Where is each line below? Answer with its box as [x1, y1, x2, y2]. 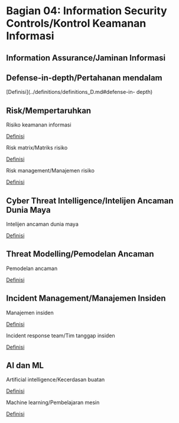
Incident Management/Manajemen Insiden [6, 294, 167, 304]
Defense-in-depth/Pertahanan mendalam [6, 73, 162, 83]
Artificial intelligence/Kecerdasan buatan [6, 376, 105, 383]
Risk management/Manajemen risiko [6, 167, 95, 174]
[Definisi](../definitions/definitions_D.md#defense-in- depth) [6, 89, 153, 96]
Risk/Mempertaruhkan [6, 105, 92, 116]
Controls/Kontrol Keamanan [6, 17, 147, 30]
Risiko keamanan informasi [6, 121, 72, 128]
